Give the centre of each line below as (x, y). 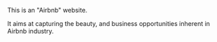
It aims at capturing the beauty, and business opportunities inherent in (109, 23)
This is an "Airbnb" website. (47, 10)
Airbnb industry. (31, 31)
